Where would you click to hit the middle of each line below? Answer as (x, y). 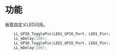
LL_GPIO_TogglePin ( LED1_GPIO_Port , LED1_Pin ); (62, 34)
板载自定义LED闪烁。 (27, 25)
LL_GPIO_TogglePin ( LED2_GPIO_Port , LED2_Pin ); (62, 43)
